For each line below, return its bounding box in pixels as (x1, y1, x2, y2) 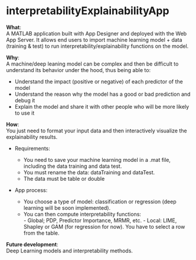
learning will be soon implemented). (23, 204, 111, 211)
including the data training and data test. (23, 162, 122, 170)
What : (6, 24, 22, 31)
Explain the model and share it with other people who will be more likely (14, 103, 190, 110)
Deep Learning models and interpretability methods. (6, 247, 133, 254)
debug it (14, 96, 35, 104)
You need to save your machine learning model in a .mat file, (23, 156, 171, 163)
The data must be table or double (23, 175, 105, 182)
